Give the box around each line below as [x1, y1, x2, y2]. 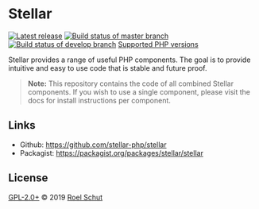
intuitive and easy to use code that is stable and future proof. [8, 63, 208, 72]
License [8, 172, 48, 185]
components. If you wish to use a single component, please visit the [27, 87, 251, 96]
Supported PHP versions [118, 39, 199, 48]
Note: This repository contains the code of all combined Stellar [27, 79, 234, 88]
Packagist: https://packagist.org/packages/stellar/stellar [19, 148, 204, 157]
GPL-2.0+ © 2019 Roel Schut [8, 192, 103, 202]
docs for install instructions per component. [27, 95, 171, 105]
